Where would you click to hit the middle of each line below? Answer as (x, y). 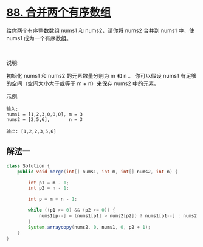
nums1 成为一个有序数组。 (39, 38)
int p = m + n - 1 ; (53, 199)
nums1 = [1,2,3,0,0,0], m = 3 (45, 114)
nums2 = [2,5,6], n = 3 (45, 119)
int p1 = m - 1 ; (49, 183)
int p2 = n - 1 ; (49, 188)
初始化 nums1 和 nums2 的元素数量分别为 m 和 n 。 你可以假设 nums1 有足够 (101, 75)
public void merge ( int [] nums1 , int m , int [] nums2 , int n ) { (98, 172)
